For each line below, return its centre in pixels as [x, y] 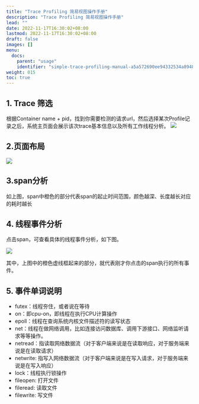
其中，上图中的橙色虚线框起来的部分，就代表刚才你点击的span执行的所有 [95, 263]
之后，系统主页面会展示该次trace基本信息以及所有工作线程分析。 [90, 126]
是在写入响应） [38, 365]
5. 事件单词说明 [34, 291]
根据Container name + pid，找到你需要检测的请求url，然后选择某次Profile [96, 118]
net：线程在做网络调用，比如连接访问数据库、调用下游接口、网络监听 [99, 329]
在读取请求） [41, 351]
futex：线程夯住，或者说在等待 [52, 306]
